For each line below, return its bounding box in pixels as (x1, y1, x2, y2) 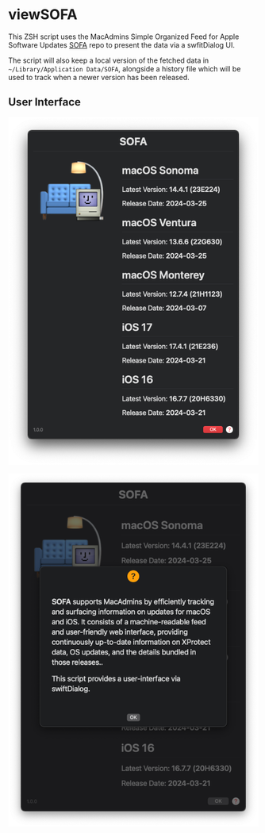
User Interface (8, 95, 82, 109)
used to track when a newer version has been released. (8, 72, 190, 82)
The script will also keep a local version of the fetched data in (8, 56, 209, 65)
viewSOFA (8, 6, 78, 24)
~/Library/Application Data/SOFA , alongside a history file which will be (8, 63, 241, 73)
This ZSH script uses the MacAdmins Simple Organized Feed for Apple (8, 32, 240, 41)
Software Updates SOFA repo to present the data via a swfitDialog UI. (8, 40, 236, 49)
